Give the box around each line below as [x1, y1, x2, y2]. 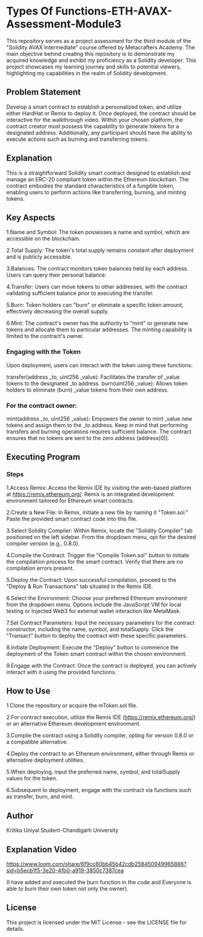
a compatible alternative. [6, 739, 68, 746]
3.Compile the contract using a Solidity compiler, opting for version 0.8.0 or [6, 732, 194, 739]
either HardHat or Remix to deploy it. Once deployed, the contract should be [6, 109, 196, 117]
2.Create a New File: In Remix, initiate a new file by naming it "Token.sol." [6, 509, 188, 516]
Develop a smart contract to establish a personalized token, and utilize [6, 103, 182, 110]
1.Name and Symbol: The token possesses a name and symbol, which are [6, 229, 190, 236]
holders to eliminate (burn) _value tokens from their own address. [6, 386, 169, 393]
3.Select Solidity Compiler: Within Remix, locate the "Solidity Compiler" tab [6, 527, 193, 534]
